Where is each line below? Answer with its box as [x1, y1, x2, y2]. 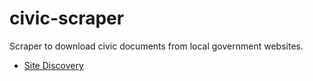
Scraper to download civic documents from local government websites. [9, 40, 304, 52]
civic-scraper [9, 7, 125, 30]
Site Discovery [23, 59, 84, 71]
